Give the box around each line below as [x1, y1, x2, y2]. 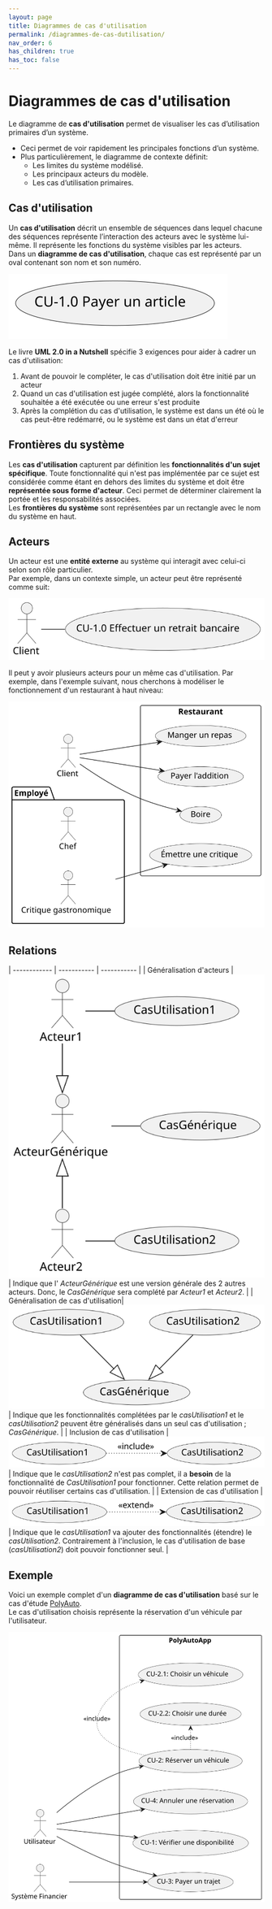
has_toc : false [8, 56, 60, 64]
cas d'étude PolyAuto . [8, 1599, 83, 1608]
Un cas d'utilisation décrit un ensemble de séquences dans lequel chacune [8, 223, 262, 232]
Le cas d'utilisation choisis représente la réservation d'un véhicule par [8, 1607, 243, 1617]
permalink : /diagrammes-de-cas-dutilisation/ [8, 30, 165, 38]
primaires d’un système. [8, 127, 89, 137]
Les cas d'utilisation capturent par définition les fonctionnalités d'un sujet [8, 459, 261, 469]
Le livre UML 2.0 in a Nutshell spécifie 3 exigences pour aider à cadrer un [8, 346, 257, 357]
